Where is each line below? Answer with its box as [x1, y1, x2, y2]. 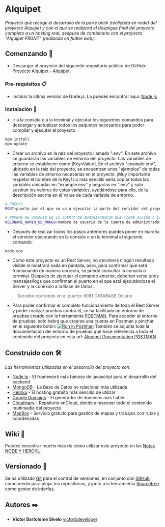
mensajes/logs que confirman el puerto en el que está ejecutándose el [12, 278, 155, 284]
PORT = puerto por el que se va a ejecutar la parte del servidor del [5, 206, 148, 211]
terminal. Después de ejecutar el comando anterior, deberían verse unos [12, 273, 159, 279]
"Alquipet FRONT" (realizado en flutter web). [5, 35, 95, 41]
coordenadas [12, 415, 39, 421]
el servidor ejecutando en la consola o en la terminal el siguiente [12, 234, 143, 239]
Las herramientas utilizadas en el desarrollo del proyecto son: [5, 364, 131, 370]
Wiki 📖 [5, 430, 26, 438]
